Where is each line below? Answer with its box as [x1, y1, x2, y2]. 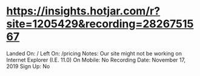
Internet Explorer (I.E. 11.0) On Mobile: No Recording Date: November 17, [6, 56, 186, 63]
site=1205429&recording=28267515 [6, 17, 194, 31]
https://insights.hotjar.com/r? [6, 4, 161, 18]
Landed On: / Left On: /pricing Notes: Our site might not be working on [6, 49, 182, 57]
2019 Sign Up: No [6, 62, 50, 70]
